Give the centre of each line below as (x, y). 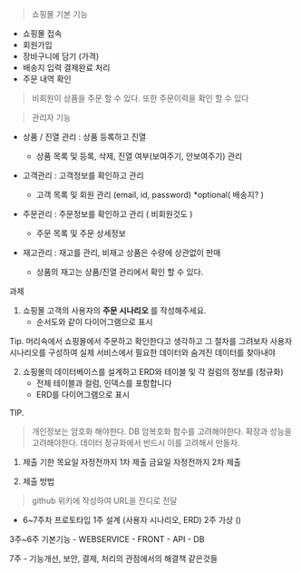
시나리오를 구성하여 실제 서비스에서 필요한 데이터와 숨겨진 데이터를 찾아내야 (143, 352)
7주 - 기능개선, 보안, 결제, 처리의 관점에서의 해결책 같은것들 (114, 558)
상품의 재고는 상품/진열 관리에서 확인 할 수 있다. (120, 272)
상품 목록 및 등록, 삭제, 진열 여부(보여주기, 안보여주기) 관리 (139, 156)
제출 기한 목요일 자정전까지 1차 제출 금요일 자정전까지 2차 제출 (132, 462)
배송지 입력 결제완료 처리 (66, 68)
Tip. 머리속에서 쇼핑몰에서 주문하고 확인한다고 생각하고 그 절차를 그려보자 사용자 (151, 341)
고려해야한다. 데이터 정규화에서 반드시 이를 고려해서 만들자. (136, 443)
